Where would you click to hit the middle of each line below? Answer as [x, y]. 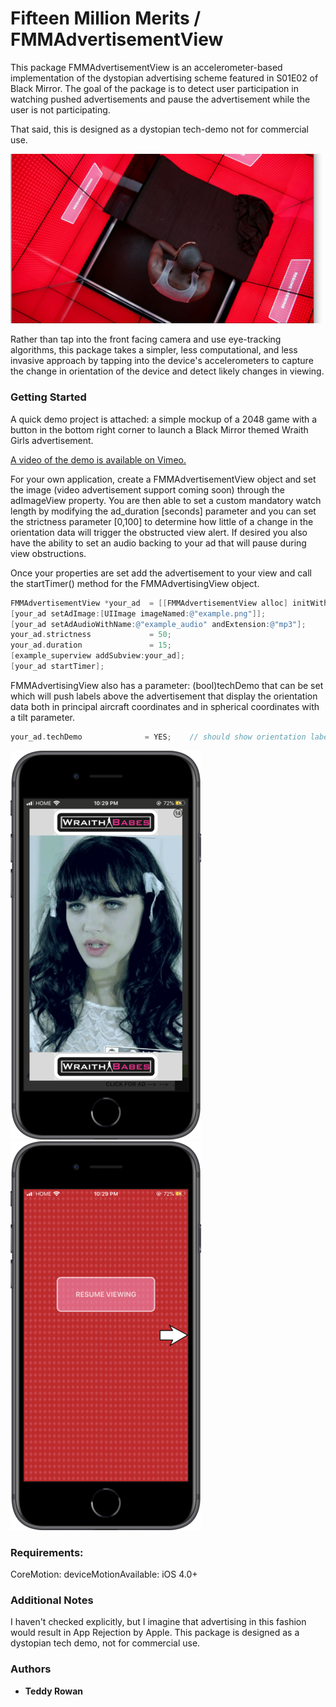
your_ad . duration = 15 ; [91, 645]
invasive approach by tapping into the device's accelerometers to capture [162, 361]
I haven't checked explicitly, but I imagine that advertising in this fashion [158, 1622]
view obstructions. [48, 553]
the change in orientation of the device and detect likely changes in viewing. [167, 371]
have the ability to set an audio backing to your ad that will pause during [158, 543]
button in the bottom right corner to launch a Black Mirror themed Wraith [159, 429]
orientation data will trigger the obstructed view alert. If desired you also [159, 532]
